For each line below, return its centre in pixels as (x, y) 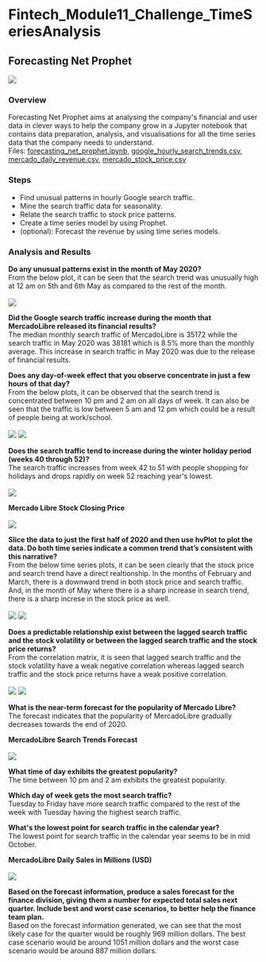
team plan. (26, 917)
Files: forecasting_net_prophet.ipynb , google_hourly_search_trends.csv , (125, 151)
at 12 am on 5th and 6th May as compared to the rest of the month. (118, 286)
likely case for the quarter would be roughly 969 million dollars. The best (127, 933)
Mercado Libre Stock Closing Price (67, 508)
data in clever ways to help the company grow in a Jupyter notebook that (128, 126)
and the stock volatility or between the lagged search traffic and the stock (133, 640)
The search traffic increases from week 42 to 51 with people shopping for (128, 467)
